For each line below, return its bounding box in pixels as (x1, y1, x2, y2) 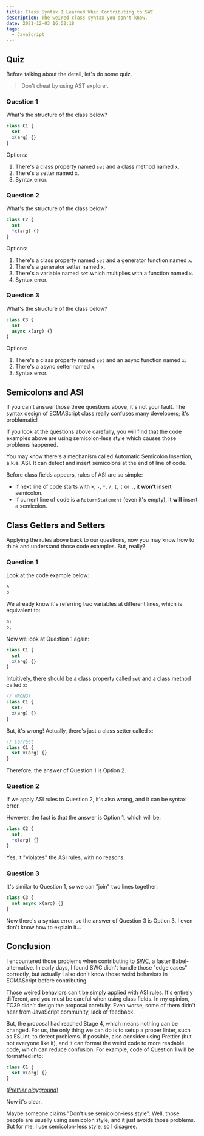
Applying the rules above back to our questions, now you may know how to (6, 536, 195, 543)
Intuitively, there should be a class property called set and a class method (6, 675, 191, 683)
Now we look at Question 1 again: (6, 635, 90, 642)
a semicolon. (15, 502, 47, 509)
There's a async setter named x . (15, 363, 96, 371)
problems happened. (6, 441, 59, 449)
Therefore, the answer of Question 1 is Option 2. (6, 767, 126, 774)
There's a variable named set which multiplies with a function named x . (15, 269, 194, 277)
